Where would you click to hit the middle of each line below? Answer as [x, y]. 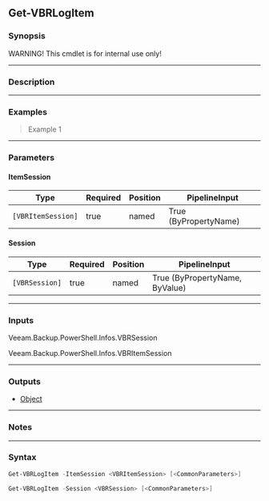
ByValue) [169, 288]
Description [32, 82]
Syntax [22, 458]
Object [31, 399]
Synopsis [27, 36]
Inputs [21, 320]
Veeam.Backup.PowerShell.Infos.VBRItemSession [90, 353]
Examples [28, 111]
